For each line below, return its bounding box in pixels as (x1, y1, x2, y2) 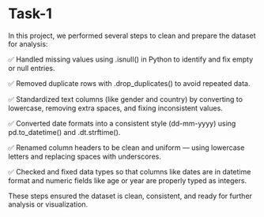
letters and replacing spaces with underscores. (8, 152, 162, 161)
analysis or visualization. (8, 199, 89, 209)
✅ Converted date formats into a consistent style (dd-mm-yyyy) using (8, 118, 236, 128)
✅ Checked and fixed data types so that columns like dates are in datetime (8, 166, 251, 176)
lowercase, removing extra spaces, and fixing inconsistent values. (8, 103, 223, 113)
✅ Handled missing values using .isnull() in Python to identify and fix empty (8, 54, 254, 64)
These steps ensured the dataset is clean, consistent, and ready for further (8, 191, 253, 200)
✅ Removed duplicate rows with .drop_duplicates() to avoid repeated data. (8, 78, 251, 88)
